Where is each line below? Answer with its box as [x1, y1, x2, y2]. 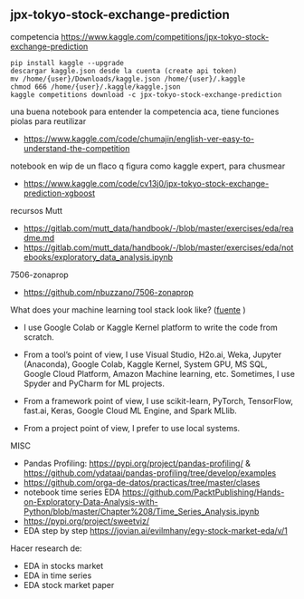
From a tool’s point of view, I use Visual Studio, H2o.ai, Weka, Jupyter [23, 349, 282, 360]
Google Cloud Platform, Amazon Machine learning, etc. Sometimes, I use [23, 368, 295, 379]
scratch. [23, 331, 55, 343]
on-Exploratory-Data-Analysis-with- [23, 496, 158, 507]
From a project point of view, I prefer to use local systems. [23, 422, 241, 433]
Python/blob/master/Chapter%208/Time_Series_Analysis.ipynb [23, 506, 260, 517]
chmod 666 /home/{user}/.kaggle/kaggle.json [10, 82, 181, 92]
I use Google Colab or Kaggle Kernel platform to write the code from [23, 322, 279, 333]
